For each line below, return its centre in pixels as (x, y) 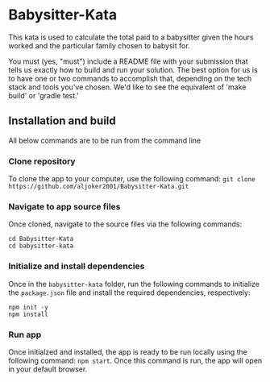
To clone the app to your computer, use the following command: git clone (132, 179)
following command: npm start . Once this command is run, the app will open (135, 360)
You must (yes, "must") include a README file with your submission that (128, 61)
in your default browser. (48, 369)
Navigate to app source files (64, 206)
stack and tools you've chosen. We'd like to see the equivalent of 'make (127, 87)
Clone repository (42, 161)
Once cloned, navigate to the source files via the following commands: (125, 224)
